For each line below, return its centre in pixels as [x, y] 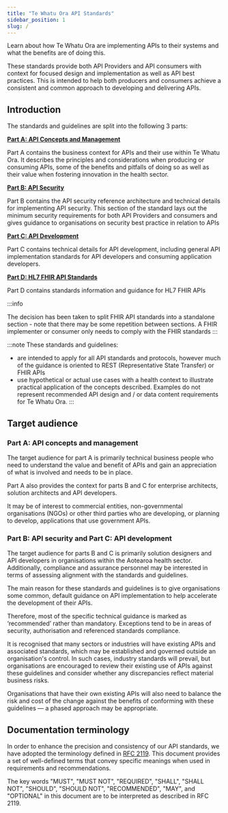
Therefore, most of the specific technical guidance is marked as [97, 616]
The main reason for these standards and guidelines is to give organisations [114, 588]
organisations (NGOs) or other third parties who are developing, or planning [113, 513]
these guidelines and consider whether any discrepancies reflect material [110, 673]
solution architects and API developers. [62, 492]
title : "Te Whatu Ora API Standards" [61, 13]
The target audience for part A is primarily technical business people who [110, 458]
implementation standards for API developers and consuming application [109, 257]
